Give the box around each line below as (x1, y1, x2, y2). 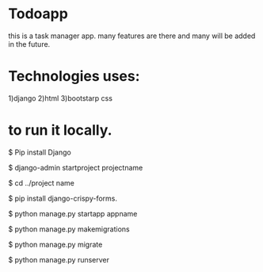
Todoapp (8, 5, 69, 23)
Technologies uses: (8, 67, 140, 86)
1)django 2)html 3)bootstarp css (8, 93, 113, 103)
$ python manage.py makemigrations (8, 224, 130, 234)
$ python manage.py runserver (8, 255, 109, 264)
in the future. (8, 39, 51, 48)
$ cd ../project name (8, 178, 75, 187)
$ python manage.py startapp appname (8, 209, 138, 218)
